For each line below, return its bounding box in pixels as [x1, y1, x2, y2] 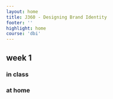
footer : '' [6, 20, 33, 25]
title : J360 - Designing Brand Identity [6, 14, 108, 20]
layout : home [6, 8, 38, 15]
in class [6, 71, 29, 79]
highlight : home [6, 25, 46, 31]
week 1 [6, 53, 32, 63]
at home [6, 87, 31, 95]
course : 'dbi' [6, 31, 41, 37]
